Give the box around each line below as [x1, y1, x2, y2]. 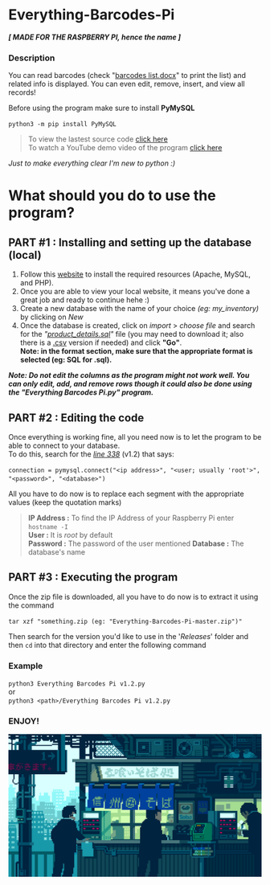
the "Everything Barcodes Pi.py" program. [8, 387, 154, 397]
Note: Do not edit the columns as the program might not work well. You [8, 371, 250, 380]
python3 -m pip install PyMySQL [8, 121, 117, 129]
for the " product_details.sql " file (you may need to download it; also [19, 330, 244, 339]
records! [8, 88, 36, 97]
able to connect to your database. [8, 440, 121, 451]
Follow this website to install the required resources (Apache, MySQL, [19, 269, 251, 279]
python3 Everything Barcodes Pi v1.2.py [8, 680, 146, 688]
